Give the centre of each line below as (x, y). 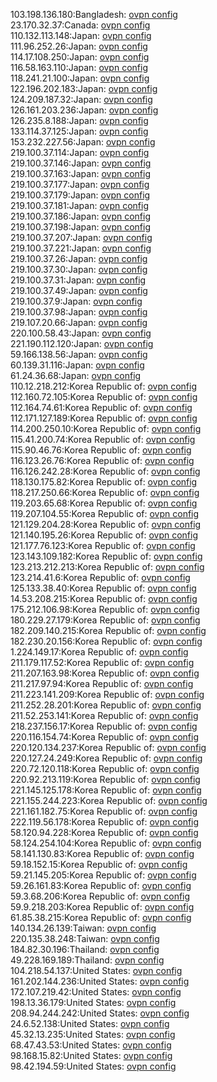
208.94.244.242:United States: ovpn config (100, 1013)
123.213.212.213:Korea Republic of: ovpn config (107, 567)
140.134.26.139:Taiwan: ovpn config (83, 928)
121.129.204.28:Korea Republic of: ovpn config (106, 524)
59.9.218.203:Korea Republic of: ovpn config (102, 907)
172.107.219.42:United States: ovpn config (96, 992)
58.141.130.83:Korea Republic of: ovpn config (102, 853)
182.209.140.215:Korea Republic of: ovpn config (108, 630)
